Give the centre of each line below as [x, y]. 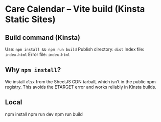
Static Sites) [30, 19]
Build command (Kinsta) [43, 37]
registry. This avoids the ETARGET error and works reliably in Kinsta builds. [81, 87]
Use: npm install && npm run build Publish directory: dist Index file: [75, 49]
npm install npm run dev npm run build [44, 114]
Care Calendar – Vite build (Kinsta [75, 9]
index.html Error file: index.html [37, 54]
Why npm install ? [33, 70]
